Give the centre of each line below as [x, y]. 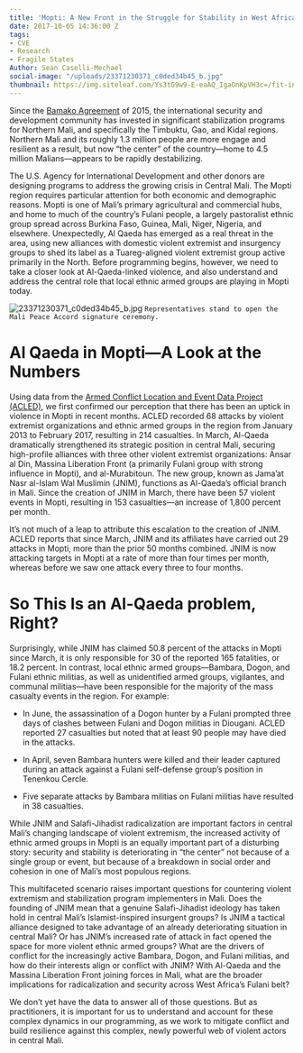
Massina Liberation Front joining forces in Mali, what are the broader [136, 975]
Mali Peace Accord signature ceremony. [84, 316]
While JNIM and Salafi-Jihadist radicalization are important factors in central [151, 823]
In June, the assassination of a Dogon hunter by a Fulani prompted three [156, 713]
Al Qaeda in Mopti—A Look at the [135, 352]
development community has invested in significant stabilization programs [147, 120]
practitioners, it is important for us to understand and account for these [142, 1012]
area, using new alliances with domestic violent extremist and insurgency [145, 243]
